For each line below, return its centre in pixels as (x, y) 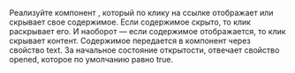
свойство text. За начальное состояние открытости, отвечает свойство (144, 50)
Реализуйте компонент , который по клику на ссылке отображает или (141, 13)
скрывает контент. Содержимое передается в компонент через (130, 40)
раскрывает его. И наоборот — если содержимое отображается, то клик (147, 31)
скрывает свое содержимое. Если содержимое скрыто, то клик (130, 22)
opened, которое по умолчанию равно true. (91, 59)
